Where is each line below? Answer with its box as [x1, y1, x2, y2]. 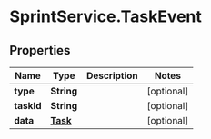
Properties [9, 43, 71, 58]
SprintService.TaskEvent [9, 6, 203, 27]
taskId [14, 100, 43, 112]
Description [85, 70, 138, 82]
